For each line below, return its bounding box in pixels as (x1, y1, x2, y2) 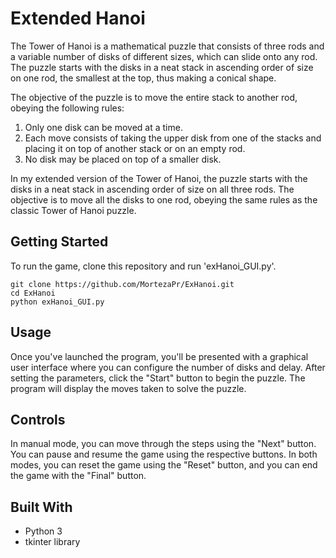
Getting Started (10, 233, 109, 251)
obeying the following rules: (10, 102, 125, 114)
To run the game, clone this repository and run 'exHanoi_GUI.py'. (10, 260, 277, 272)
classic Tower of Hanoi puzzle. (10, 204, 137, 216)
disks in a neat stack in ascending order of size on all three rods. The (10, 183, 295, 195)
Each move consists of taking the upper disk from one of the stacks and (24, 132, 322, 144)
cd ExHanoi (10, 288, 56, 298)
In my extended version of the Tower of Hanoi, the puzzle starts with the (10, 172, 308, 184)
